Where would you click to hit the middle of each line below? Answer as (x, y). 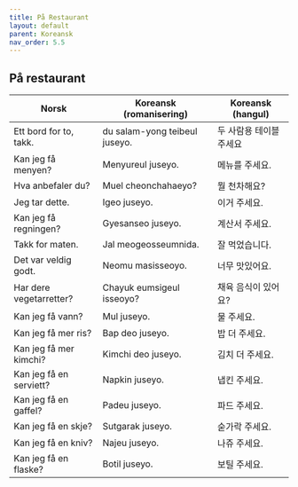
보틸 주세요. (240, 465)
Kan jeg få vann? (48, 317)
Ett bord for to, (43, 131)
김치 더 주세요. (245, 355)
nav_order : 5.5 (37, 42)
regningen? (37, 229)
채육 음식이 (239, 287)
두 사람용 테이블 (248, 131)
